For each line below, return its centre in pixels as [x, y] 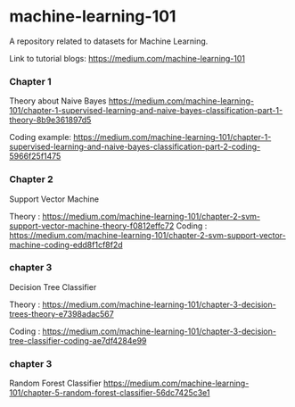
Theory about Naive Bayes [58, 101]
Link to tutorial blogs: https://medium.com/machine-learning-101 [127, 58]
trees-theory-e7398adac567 [61, 313]
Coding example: [41, 137]
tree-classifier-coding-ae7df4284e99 [78, 340]
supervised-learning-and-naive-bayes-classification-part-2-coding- [135, 147]
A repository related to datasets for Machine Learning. [109, 41]
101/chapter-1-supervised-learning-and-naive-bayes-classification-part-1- [146, 111]
